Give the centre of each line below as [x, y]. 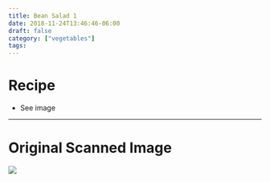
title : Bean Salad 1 [43, 16]
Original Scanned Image [90, 148]
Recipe [32, 86]
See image [38, 108]
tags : [17, 46]
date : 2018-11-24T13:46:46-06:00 [64, 23]
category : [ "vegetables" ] [51, 38]
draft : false [30, 31]
